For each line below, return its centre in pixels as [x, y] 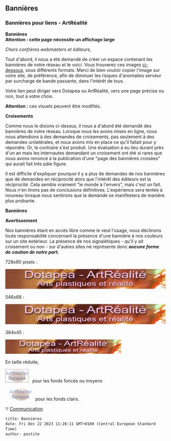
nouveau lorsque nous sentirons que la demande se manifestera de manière [85, 195]
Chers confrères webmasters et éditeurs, [48, 49]
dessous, [15, 70]
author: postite [22, 434]
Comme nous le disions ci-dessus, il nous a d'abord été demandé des [78, 126]
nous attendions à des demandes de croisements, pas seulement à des [80, 137]
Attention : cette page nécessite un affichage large [60, 39]
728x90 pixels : [21, 262]
